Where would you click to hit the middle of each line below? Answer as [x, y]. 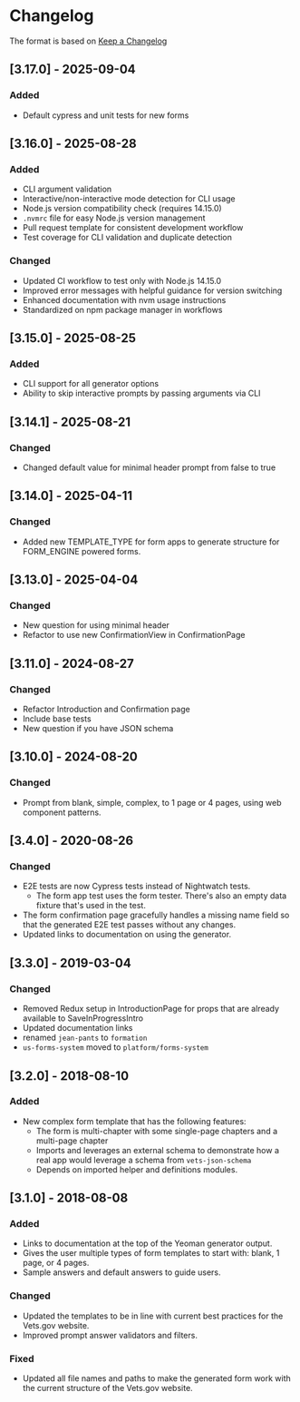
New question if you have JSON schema [98, 729]
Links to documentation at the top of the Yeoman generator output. [147, 1243]
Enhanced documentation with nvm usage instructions [124, 299]
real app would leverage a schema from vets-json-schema [144, 1160]
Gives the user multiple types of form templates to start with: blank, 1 [151, 1253]
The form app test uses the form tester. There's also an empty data [161, 896]
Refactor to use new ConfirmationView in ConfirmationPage [134, 635]
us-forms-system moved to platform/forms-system [115, 1047]
